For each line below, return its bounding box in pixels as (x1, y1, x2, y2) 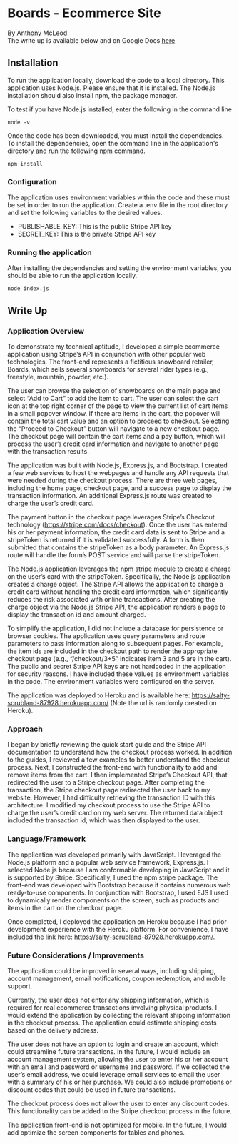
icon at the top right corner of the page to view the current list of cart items (7, 402, 228, 410)
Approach (7, 724, 43, 734)
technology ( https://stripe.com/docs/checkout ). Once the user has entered (7, 520, 228, 529)
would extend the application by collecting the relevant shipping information (7, 1010, 230, 1019)
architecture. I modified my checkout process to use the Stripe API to (7, 801, 210, 810)
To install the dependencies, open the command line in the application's (7, 139, 219, 147)
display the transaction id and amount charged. (7, 610, 146, 619)
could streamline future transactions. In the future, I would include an (7, 1047, 210, 1055)
